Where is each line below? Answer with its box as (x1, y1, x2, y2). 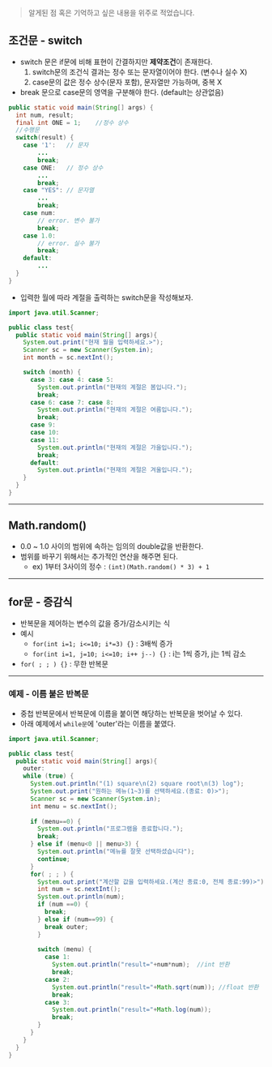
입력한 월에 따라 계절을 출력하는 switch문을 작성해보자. (19, 292, 193, 302)
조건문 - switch (8, 34, 83, 48)
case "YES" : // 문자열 (23, 186, 95, 195)
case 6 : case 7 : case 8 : (29, 398, 114, 406)
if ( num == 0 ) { (37, 900, 89, 909)
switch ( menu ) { (37, 945, 92, 953)
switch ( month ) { (23, 368, 82, 376)
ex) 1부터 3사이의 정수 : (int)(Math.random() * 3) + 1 (32, 561, 210, 571)
